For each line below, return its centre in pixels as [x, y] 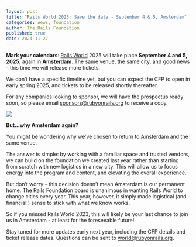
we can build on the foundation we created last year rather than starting [93, 160]
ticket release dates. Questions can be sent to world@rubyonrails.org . [90, 238]
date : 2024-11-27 [27, 39]
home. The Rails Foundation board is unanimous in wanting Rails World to [94, 190]
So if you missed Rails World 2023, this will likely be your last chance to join [97, 214]
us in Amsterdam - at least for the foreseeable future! [70, 220]
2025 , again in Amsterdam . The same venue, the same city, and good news [98, 61]
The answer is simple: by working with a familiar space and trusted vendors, [98, 154]
